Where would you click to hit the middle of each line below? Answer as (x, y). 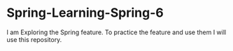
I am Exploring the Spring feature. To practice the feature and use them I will (116, 32)
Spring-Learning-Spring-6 (85, 13)
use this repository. (34, 39)
